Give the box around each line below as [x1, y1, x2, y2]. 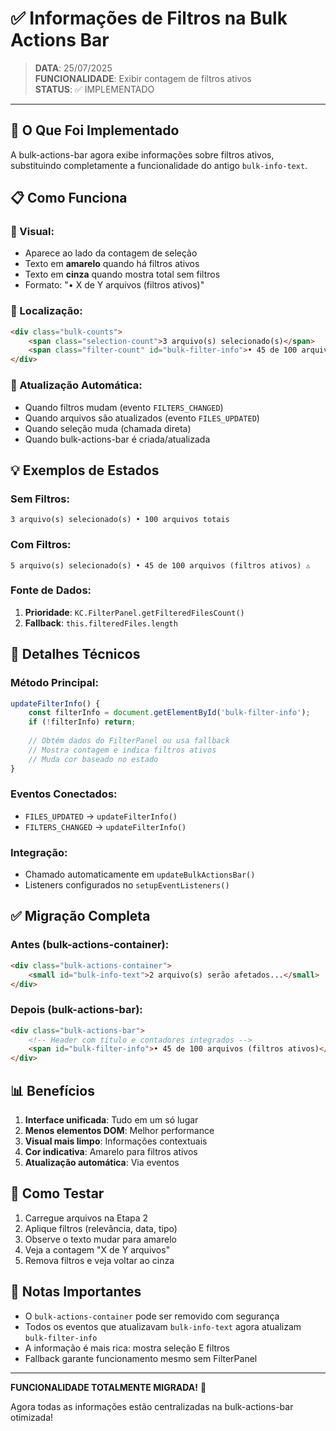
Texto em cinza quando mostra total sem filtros [24, 268, 221, 281]
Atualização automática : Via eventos [24, 1157, 180, 1169]
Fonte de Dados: [10, 583, 92, 597]
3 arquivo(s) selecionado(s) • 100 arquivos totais [10, 515, 230, 525]
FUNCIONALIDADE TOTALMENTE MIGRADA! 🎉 [10, 1381, 207, 1393]
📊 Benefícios [10, 1082, 95, 1099]
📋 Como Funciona [10, 190, 128, 207]
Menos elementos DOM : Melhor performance [24, 1125, 215, 1137]
